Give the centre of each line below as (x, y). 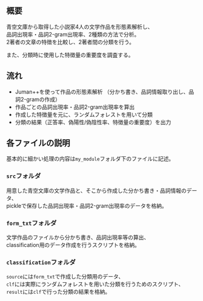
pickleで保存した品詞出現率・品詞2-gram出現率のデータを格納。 (87, 206)
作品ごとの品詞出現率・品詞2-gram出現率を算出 (75, 107)
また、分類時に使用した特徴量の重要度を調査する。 (70, 55)
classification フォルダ (41, 262)
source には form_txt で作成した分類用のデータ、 (65, 277)
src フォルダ (24, 176)
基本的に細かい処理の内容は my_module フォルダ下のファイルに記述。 (90, 159)
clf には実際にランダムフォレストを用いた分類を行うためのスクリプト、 (95, 284)
